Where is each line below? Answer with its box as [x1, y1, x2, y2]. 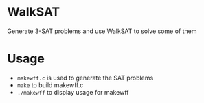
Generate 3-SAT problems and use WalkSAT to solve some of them [7, 27, 197, 35]
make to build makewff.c [16, 80, 84, 89]
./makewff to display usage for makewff [16, 88, 129, 96]
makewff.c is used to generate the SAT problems [16, 73, 154, 82]
